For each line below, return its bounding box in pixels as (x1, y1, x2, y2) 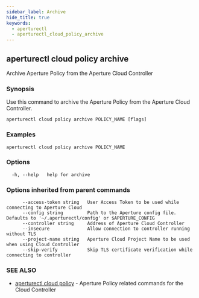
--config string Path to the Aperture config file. (22, 210, 177, 216)
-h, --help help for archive (11, 171, 90, 178)
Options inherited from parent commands (6, 185, 131, 194)
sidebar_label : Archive (6, 8, 66, 15)
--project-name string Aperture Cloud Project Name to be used (22, 236, 190, 243)
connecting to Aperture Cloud (6, 204, 83, 211)
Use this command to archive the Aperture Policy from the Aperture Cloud (6, 98, 191, 106)
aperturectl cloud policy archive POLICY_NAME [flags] (6, 116, 147, 122)
